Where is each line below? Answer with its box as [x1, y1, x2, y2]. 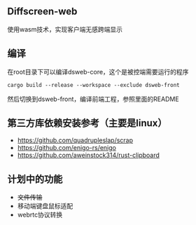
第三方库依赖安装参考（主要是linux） [7, 117, 167, 129]
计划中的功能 [7, 173, 63, 185]
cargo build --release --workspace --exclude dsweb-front [7, 81, 180, 88]
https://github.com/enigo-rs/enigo [17, 144, 117, 152]
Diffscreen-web [7, 6, 78, 18]
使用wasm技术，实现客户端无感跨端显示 [7, 25, 122, 34]
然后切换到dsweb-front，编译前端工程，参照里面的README [7, 95, 180, 103]
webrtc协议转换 [17, 210, 63, 219]
